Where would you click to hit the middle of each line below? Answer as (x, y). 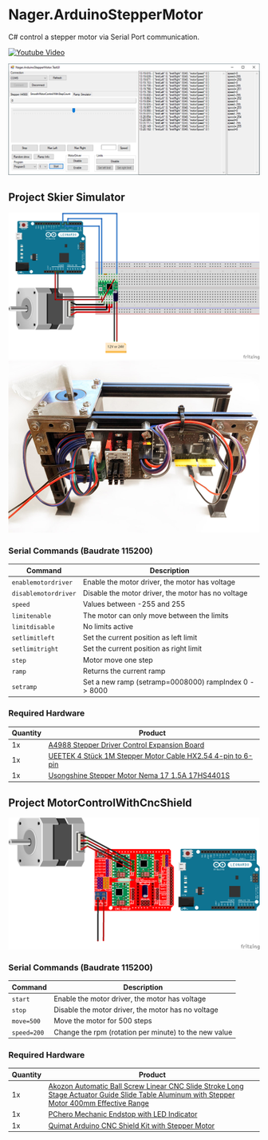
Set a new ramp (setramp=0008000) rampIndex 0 (166, 682)
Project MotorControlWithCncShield (100, 802)
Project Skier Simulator (67, 197)
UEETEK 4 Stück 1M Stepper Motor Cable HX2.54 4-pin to (145, 755)
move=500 (26, 1022)
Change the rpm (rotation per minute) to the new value (143, 1032)
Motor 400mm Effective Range (99, 1103)
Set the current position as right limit (142, 648)
